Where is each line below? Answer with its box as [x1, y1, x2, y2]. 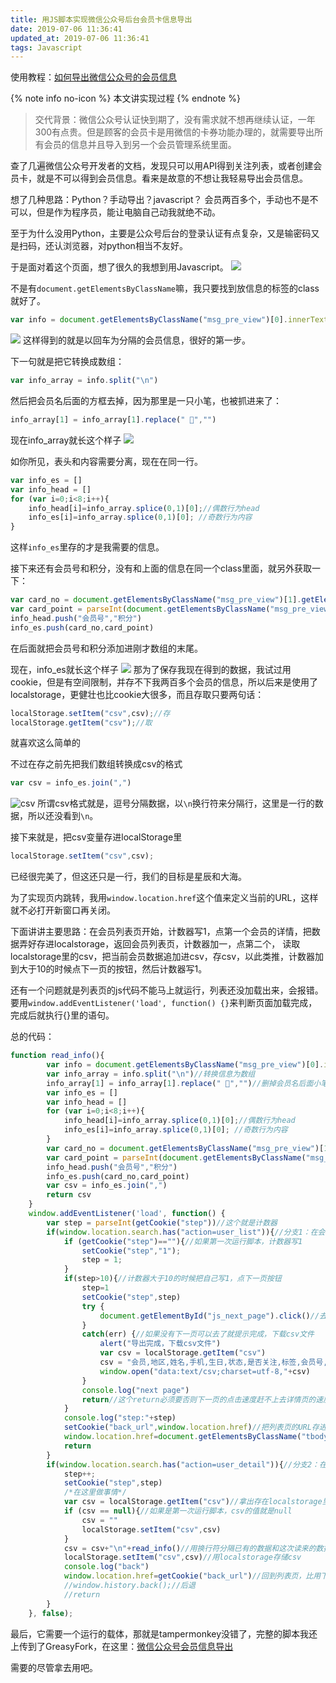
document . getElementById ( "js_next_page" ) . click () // [99, 1311, 320, 1321]
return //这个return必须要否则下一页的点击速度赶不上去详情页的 [81, 1394, 317, 1405]
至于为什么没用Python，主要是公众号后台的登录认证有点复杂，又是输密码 [10, 227, 312, 240]
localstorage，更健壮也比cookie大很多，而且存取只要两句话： [10, 688, 265, 700]
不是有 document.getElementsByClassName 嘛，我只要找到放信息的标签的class [10, 282, 320, 295]
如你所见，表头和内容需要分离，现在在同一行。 [10, 455, 203, 467]
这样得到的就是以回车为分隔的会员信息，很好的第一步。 [22, 334, 251, 346]
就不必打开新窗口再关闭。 [10, 904, 116, 916]
